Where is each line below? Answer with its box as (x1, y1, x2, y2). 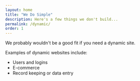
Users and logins (12, 59, 48, 65)
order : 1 (5, 26, 24, 31)
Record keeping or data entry (12, 70, 74, 76)
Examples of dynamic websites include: (5, 50, 88, 56)
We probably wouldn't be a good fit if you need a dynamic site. (5, 40, 136, 46)
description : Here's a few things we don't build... (5, 17, 118, 22)
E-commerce (12, 65, 40, 71)
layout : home (5, 7, 33, 13)
